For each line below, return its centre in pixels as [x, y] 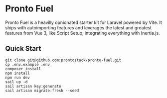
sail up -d [16, 82]
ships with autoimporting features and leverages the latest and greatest [79, 27]
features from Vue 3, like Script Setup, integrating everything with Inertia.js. [83, 33]
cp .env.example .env [28, 64]
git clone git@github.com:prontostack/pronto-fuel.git [63, 60]
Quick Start [23, 49]
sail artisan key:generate [33, 86]
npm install [17, 73]
